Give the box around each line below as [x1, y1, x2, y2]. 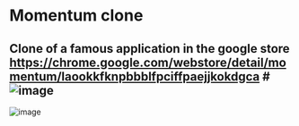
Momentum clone [9, 5, 144, 26]
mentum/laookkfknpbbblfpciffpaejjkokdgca [9, 69, 260, 84]
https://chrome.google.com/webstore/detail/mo [9, 55, 287, 70]
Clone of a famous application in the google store [9, 41, 290, 56]
